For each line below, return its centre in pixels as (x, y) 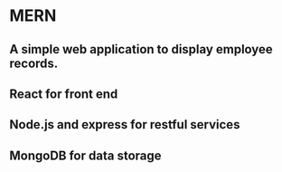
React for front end (64, 94)
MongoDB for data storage (85, 155)
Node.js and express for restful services (125, 124)
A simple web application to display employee (141, 49)
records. (34, 63)
